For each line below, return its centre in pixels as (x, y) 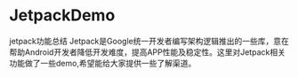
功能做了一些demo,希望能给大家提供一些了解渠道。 (103, 63)
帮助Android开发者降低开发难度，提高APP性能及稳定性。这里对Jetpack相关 (148, 52)
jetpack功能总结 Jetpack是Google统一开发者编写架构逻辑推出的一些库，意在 (149, 41)
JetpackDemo (62, 15)
